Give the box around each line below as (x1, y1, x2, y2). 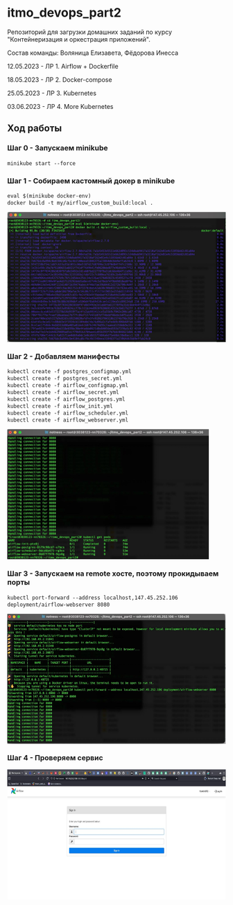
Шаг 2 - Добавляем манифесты (7, 352, 120, 361)
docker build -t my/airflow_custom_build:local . (7, 199, 154, 206)
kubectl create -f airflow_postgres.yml (7, 396, 126, 403)
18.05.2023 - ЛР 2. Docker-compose (7, 75, 112, 84)
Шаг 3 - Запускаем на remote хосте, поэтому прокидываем (7, 569, 219, 578)
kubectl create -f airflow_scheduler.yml (7, 410, 129, 417)
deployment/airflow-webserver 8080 (7, 601, 110, 608)
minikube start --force (7, 160, 76, 167)
